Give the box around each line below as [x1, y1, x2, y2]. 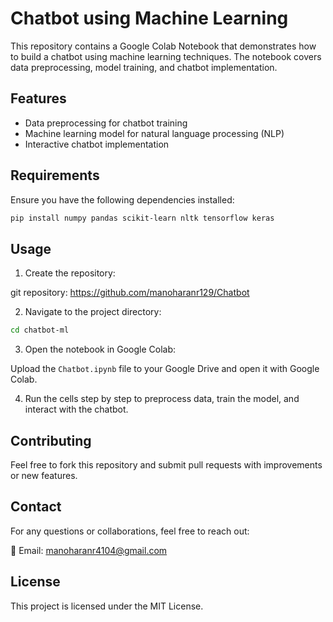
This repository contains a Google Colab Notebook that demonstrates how [10, 40, 317, 52]
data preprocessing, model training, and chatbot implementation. [10, 61, 278, 73]
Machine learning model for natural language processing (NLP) [24, 127, 285, 139]
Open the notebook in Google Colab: [24, 343, 177, 356]
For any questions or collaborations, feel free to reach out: [10, 525, 250, 537]
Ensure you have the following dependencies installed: [10, 193, 235, 206]
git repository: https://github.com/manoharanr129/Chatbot [10, 287, 250, 299]
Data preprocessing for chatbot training [24, 117, 188, 129]
